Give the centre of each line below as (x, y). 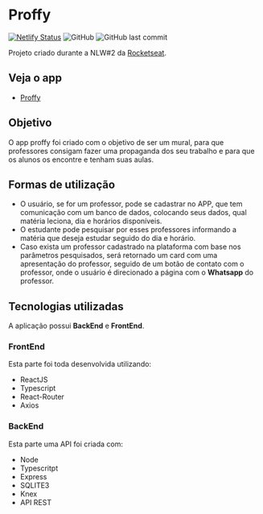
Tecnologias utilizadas (66, 307)
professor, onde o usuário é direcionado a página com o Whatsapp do (137, 272)
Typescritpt (39, 468)
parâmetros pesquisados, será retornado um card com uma (119, 255)
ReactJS (34, 379)
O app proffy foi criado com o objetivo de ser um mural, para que (116, 142)
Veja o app (35, 78)
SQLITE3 (35, 485)
